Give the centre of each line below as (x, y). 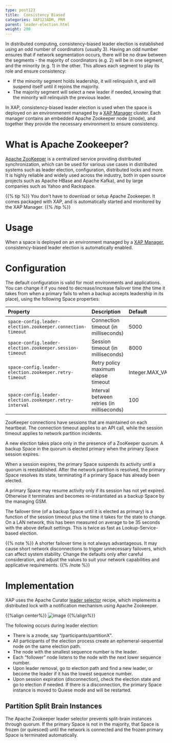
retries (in (103, 403)
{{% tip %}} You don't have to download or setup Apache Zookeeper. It (80, 196)
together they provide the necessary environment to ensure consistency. (82, 124)
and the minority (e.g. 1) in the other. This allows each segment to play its (82, 66)
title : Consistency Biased (35, 15)
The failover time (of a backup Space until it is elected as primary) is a (79, 511)
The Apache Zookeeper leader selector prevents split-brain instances (79, 718)
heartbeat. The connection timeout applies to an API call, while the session (84, 428)
